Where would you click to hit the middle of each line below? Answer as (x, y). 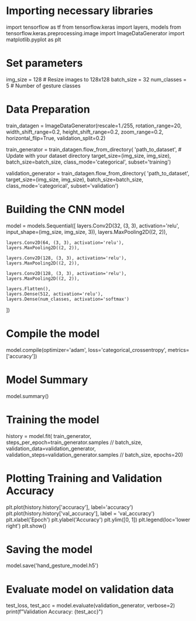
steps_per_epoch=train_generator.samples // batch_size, (74, 442)
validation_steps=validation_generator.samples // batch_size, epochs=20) (94, 454)
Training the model (53, 420)
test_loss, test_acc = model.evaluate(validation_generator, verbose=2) (91, 606)
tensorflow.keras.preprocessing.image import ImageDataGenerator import (95, 33)
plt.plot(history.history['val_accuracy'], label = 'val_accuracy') (80, 513)
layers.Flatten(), (28, 289)
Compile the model (53, 333)
